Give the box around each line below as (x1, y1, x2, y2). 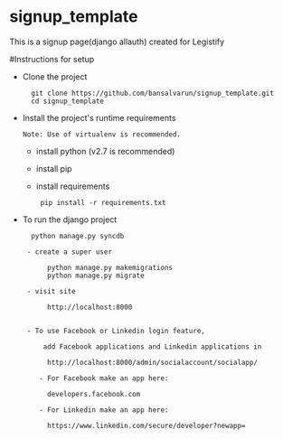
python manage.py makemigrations (46, 263, 174, 272)
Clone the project (22, 70, 88, 82)
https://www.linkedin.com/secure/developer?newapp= (46, 421, 246, 430)
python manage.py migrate (46, 271, 145, 280)
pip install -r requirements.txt (40, 198, 166, 207)
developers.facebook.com (46, 389, 141, 398)
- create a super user (26, 247, 113, 257)
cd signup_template (31, 97, 104, 106)
